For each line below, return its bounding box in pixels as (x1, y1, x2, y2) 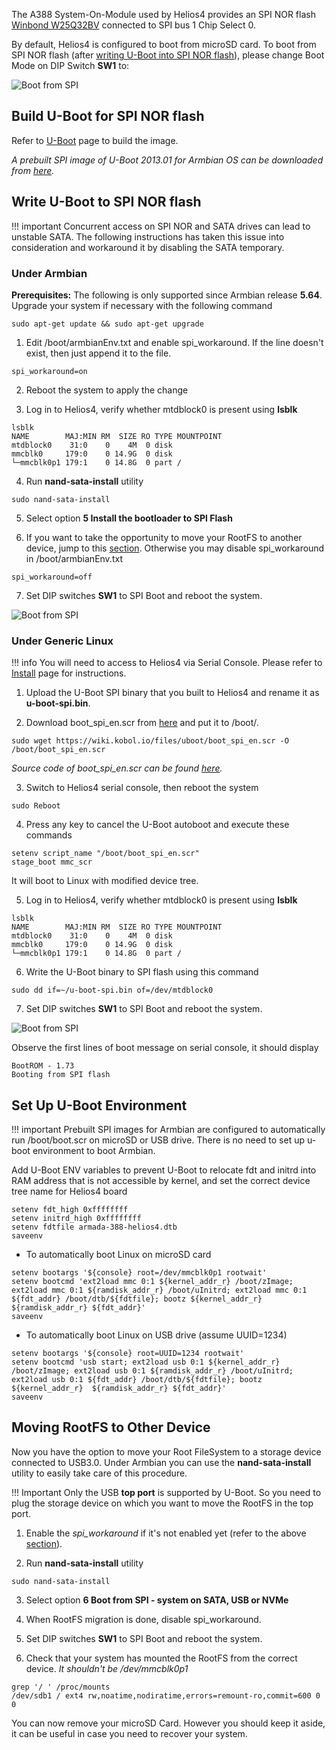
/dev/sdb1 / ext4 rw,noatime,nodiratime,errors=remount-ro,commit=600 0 (11, 1690, 321, 1701)
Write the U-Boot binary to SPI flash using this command (25, 966, 259, 978)
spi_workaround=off (11, 572, 93, 582)
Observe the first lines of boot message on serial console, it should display (11, 1042, 319, 1054)
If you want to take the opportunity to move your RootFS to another (25, 531, 303, 543)
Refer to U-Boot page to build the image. (11, 134, 179, 146)
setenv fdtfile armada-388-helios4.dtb (11, 1222, 178, 1233)
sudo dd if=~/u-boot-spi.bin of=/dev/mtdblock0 (11, 985, 214, 996)
